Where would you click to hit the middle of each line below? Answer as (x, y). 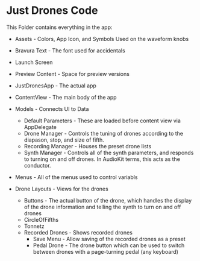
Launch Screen (34, 62)
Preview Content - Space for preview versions (72, 74)
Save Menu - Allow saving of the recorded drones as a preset (109, 239)
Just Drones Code (52, 11)
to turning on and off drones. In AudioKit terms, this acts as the (102, 159)
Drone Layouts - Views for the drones (61, 189)
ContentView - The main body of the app (66, 97)
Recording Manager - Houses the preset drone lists (88, 146)
